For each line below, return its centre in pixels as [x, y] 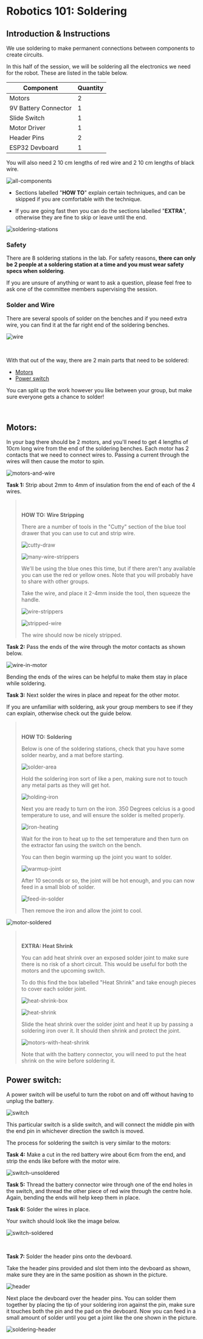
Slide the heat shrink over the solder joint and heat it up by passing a [107, 1024]
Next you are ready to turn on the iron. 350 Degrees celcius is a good [108, 809]
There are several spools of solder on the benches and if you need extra [97, 318]
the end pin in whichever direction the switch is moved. [75, 1131]
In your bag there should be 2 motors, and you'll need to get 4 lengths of [97, 442]
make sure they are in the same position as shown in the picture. [87, 1275]
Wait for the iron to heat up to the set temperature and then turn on [105, 839]
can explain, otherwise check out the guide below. [69, 713]
